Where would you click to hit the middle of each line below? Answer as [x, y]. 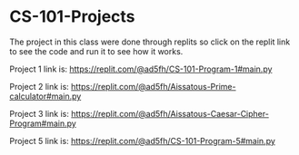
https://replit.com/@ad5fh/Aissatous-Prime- [154, 86]
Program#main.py [43, 123]
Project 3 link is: [40, 113]
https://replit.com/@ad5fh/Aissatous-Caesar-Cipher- [170, 113]
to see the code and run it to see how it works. [96, 51]
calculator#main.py [45, 96]
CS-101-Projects [72, 17]
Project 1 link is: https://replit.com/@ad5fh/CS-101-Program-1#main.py [141, 69]
